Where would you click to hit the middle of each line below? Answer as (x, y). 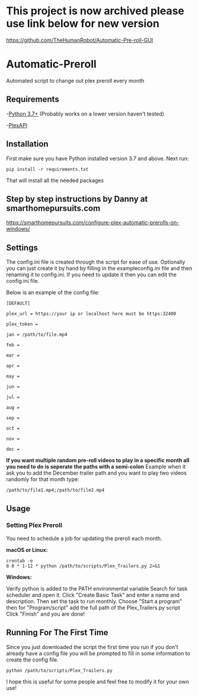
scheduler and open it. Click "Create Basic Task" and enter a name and (93, 595)
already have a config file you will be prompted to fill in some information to (98, 653)
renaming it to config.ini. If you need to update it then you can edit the (91, 274)
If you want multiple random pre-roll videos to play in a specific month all (98, 460)
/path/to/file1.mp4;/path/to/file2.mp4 (55, 490)
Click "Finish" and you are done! (45, 614)
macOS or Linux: (27, 550)
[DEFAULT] (18, 304)
